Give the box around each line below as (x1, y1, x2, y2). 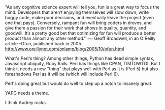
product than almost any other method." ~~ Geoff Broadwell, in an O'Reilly (5, 35, 156, 41)
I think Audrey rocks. (5, 100, 47, 105)
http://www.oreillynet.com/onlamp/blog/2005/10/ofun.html (5, 46, 124, 52)
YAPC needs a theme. (5, 90, 50, 96)
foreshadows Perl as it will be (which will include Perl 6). (5, 71, 120, 77)
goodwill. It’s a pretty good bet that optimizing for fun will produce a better (5, 30, 156, 36)
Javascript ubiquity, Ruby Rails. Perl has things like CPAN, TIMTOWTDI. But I (5, 61, 160, 66)
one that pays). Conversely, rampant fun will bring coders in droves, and (5, 20, 152, 26)
